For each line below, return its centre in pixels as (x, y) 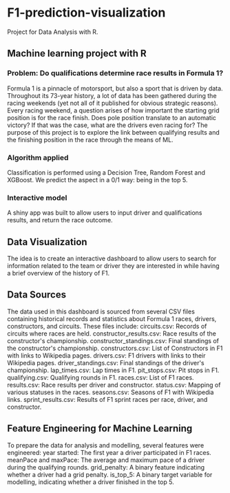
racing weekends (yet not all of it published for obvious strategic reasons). (113, 103)
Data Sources (37, 295)
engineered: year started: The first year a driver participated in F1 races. (109, 452)
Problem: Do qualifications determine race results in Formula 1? (115, 73)
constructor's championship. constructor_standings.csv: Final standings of (113, 340)
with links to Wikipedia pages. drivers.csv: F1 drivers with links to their (106, 355)
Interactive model (37, 197)
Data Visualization (47, 242)
